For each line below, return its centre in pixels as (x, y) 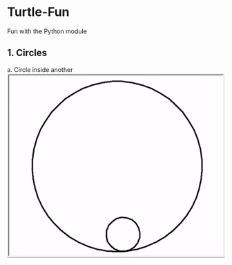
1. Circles (27, 53)
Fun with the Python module (47, 31)
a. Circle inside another (40, 69)
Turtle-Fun (39, 12)
